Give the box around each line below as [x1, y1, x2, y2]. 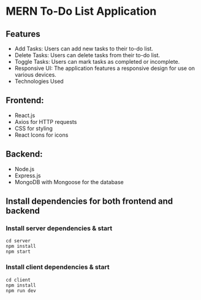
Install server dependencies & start [6, 224, 113, 233]
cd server [6, 238, 31, 244]
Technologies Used [14, 78, 64, 85]
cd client [6, 277, 31, 283]
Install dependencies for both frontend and [6, 196, 173, 207]
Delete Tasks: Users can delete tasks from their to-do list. [14, 52, 161, 59]
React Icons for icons [14, 131, 69, 139]
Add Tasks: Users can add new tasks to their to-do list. [14, 45, 154, 52]
